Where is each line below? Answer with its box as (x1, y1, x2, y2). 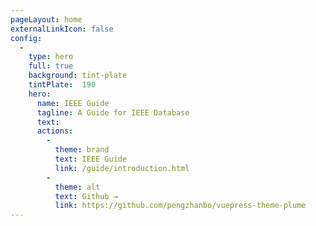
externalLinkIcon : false (10, 24, 114, 34)
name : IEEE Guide (36, 98, 110, 108)
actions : (36, 126, 74, 136)
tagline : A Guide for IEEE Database (36, 107, 190, 118)
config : (10, 33, 43, 43)
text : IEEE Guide (54, 154, 128, 164)
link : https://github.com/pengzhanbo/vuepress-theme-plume (54, 201, 307, 211)
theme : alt (54, 182, 101, 192)
